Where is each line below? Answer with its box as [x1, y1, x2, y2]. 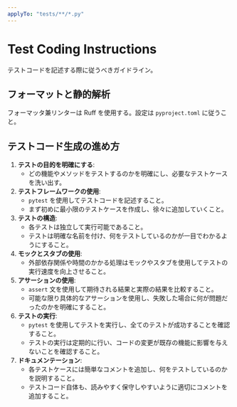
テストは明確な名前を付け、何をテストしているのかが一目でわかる [28, 232, 222, 240]
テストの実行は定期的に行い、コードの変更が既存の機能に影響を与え [28, 339, 228, 347]
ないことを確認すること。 [28, 347, 104, 356]
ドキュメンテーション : [17, 356, 83, 365]
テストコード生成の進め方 [7, 140, 120, 152]
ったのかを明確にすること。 [28, 303, 110, 312]
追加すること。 [28, 392, 73, 401]
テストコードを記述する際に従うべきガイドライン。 [7, 65, 157, 74]
